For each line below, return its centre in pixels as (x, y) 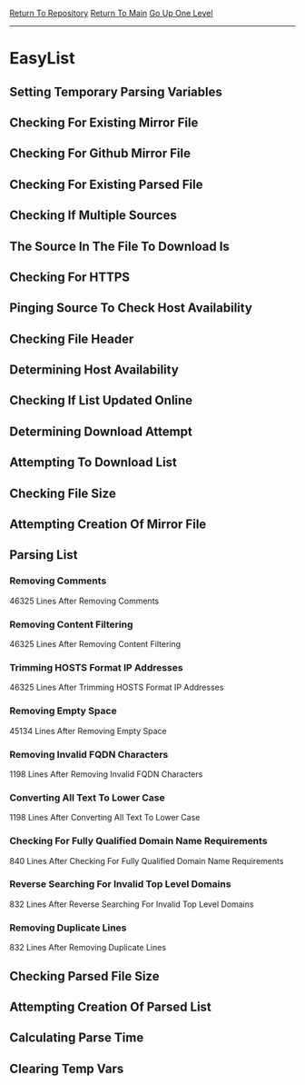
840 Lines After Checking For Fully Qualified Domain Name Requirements (147, 861)
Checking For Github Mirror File (100, 154)
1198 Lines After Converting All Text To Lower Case (105, 818)
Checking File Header (72, 338)
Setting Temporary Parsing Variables (116, 91)
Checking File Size (63, 493)
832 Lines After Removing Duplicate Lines (88, 948)
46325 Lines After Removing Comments (84, 601)
